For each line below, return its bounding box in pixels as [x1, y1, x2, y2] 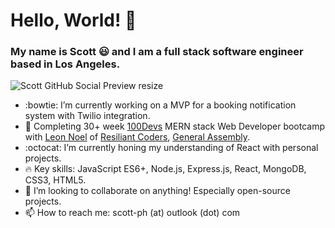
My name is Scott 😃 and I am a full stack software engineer [10, 45, 304, 59]
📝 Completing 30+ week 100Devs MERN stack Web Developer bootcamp [24, 120, 326, 133]
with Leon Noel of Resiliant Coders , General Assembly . [24, 131, 250, 143]
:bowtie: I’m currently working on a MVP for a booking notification [24, 99, 297, 111]
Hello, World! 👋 [10, 9, 137, 32]
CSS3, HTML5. [24, 174, 87, 186]
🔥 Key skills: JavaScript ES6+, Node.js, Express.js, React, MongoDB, [24, 163, 307, 175]
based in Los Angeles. [10, 57, 121, 71]
